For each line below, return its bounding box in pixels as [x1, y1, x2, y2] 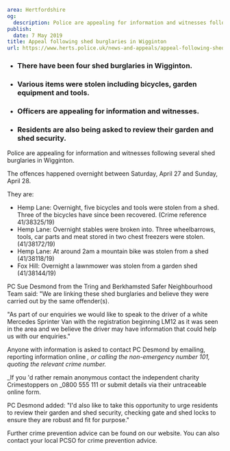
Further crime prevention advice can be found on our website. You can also [7, 429, 220, 437]
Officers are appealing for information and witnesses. [16, 106, 200, 116]
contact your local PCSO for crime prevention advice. [7, 437, 157, 445]
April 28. [7, 177, 31, 185]
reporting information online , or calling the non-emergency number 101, [7, 353, 210, 361]
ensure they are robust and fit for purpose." [7, 416, 130, 424]
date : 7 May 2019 [13, 32, 63, 39]
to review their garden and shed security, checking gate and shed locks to [7, 408, 216, 417]
